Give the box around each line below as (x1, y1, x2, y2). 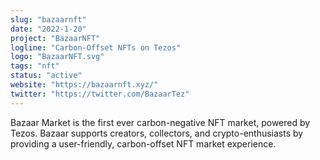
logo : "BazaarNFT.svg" (10, 52, 105, 62)
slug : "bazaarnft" (10, 14, 87, 25)
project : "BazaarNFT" (10, 33, 101, 43)
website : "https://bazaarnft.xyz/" (10, 80, 159, 90)
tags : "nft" (10, 61, 60, 71)
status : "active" (10, 71, 83, 81)
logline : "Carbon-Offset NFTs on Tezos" (10, 42, 182, 53)
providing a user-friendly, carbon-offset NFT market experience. (10, 137, 277, 150)
